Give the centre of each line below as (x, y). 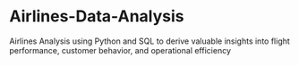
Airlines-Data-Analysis (97, 16)
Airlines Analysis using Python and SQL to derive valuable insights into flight (150, 41)
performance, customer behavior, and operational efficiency (120, 50)
